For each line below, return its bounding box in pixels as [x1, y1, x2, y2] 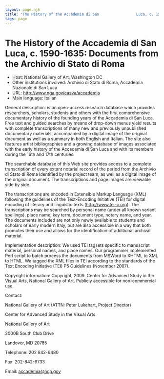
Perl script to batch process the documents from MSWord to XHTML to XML [5, 253, 159, 259]
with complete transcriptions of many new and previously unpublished [5, 125, 146, 131]
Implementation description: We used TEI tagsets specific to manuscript [5, 242, 150, 248]
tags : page [5, 16, 27, 21]
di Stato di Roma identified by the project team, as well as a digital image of [5, 171, 156, 177]
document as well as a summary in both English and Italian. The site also [5, 136, 151, 142]
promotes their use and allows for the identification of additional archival [5, 228, 151, 234]
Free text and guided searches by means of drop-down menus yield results [5, 120, 157, 126]
